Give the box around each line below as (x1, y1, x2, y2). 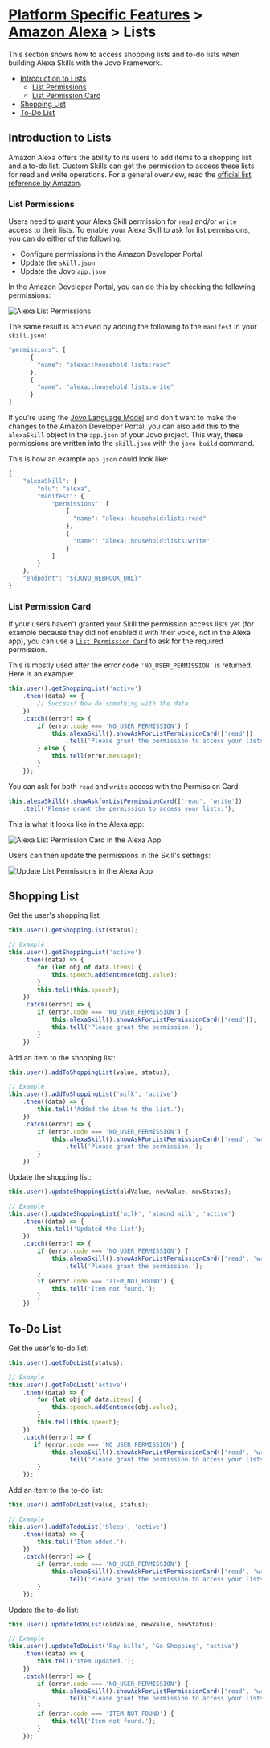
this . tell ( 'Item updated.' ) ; (37, 1657, 135, 1666)
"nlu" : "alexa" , (37, 485, 92, 493)
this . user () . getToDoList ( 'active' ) (8, 1381, 128, 1389)
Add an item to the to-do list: (8, 1486, 103, 1495)
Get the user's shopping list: (8, 911, 102, 920)
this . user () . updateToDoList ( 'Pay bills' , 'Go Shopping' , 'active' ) (8, 1643, 239, 1651)
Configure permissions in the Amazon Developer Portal (19, 250, 202, 259)
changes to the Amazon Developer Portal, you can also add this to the (8, 421, 239, 432)
